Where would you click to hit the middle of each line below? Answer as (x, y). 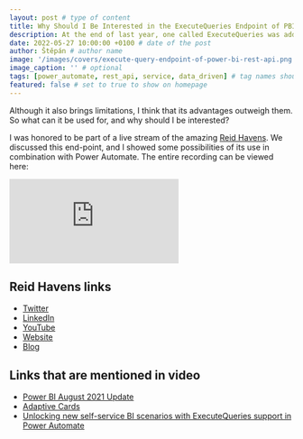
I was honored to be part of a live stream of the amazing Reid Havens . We (146, 137)
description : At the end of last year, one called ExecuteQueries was (145, 34)
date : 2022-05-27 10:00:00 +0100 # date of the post (110, 43)
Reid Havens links (60, 287)
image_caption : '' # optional (66, 69)
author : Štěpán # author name (66, 51)
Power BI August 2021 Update (78, 397)
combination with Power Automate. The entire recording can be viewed (142, 156)
